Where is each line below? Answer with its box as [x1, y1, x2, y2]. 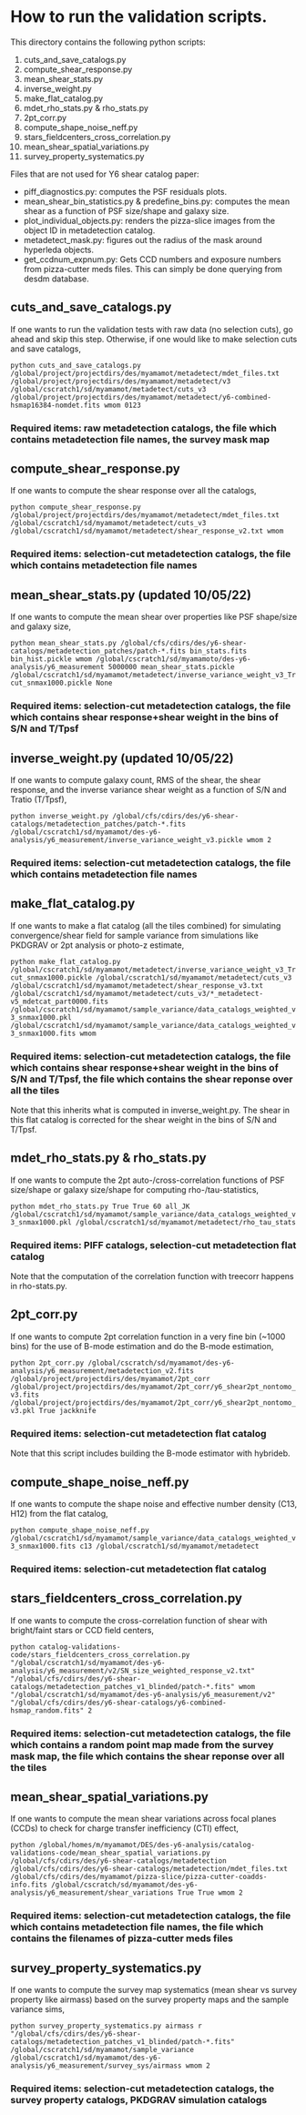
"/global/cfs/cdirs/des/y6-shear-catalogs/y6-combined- [10, 1698, 227, 1707]
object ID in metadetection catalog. [23, 225, 156, 236]
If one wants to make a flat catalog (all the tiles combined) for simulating [10, 920, 281, 930]
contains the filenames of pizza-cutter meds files [10, 1932, 233, 1945]
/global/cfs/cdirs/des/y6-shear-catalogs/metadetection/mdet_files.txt [10, 1865, 288, 1874]
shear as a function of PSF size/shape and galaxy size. [23, 205, 229, 216]
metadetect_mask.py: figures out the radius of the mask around [23, 234, 262, 245]
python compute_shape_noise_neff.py [10, 1526, 149, 1535]
